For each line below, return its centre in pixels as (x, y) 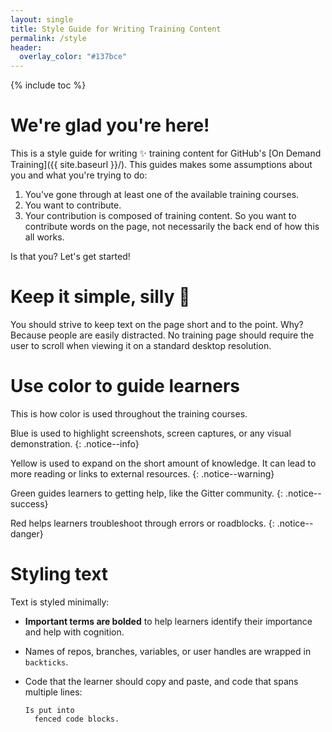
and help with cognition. (74, 632)
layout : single (42, 19)
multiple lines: (53, 692)
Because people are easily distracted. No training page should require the (162, 335)
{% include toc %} (48, 85)
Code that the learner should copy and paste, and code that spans (161, 681)
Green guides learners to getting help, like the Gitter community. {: (147, 493)
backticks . (46, 662)
